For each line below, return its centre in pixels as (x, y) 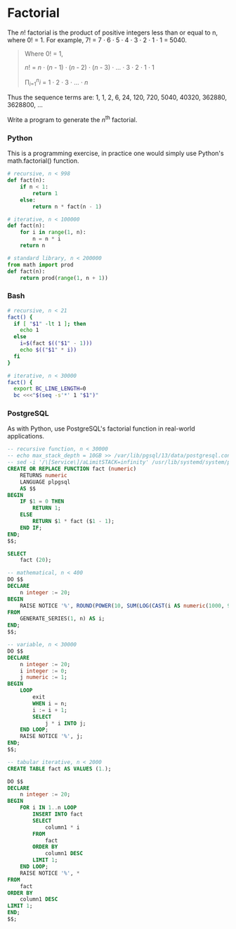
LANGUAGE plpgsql (45, 482)
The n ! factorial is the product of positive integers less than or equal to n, (112, 32)
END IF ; (31, 528)
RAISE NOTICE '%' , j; (51, 737)
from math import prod (40, 265)
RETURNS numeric (44, 475)
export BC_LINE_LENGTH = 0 (50, 389)
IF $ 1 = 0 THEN (42, 502)
